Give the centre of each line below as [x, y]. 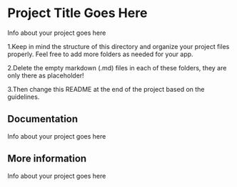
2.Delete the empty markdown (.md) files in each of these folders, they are [117, 68]
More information [47, 159]
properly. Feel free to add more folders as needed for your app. [101, 54]
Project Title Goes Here [77, 13]
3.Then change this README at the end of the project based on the [106, 89]
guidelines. [24, 97]
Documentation [43, 119]
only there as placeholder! [46, 75]
